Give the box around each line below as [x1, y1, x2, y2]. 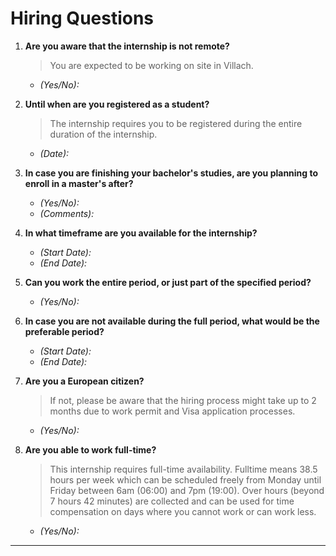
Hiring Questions [10, 7, 155, 30]
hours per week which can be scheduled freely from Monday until [49, 473, 322, 486]
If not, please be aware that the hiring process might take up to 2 [49, 394, 317, 406]
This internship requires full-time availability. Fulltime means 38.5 [49, 463, 318, 475]
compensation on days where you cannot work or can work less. [49, 505, 317, 517]
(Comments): [39, 207, 95, 219]
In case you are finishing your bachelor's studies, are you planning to [24, 167, 319, 179]
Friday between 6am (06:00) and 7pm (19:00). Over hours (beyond [49, 484, 325, 496]
